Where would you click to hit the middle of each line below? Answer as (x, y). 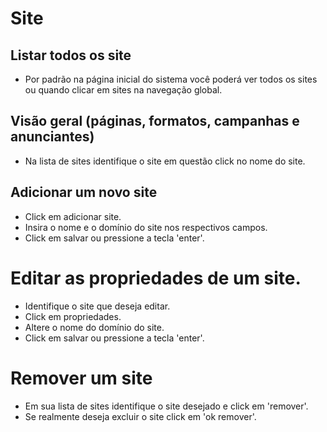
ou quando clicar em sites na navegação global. (123, 90)
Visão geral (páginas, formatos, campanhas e (155, 121)
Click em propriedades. (73, 316)
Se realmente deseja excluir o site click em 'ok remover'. (140, 416)
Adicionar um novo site (84, 192)
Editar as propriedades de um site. (156, 278)
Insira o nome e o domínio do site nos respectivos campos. (146, 227)
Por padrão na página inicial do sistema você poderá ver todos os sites (171, 79)
